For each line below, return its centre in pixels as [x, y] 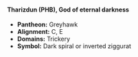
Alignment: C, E [40, 32]
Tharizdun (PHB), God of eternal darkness [68, 9]
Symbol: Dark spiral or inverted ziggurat [74, 46]
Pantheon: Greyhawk [47, 24]
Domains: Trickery [44, 39]
